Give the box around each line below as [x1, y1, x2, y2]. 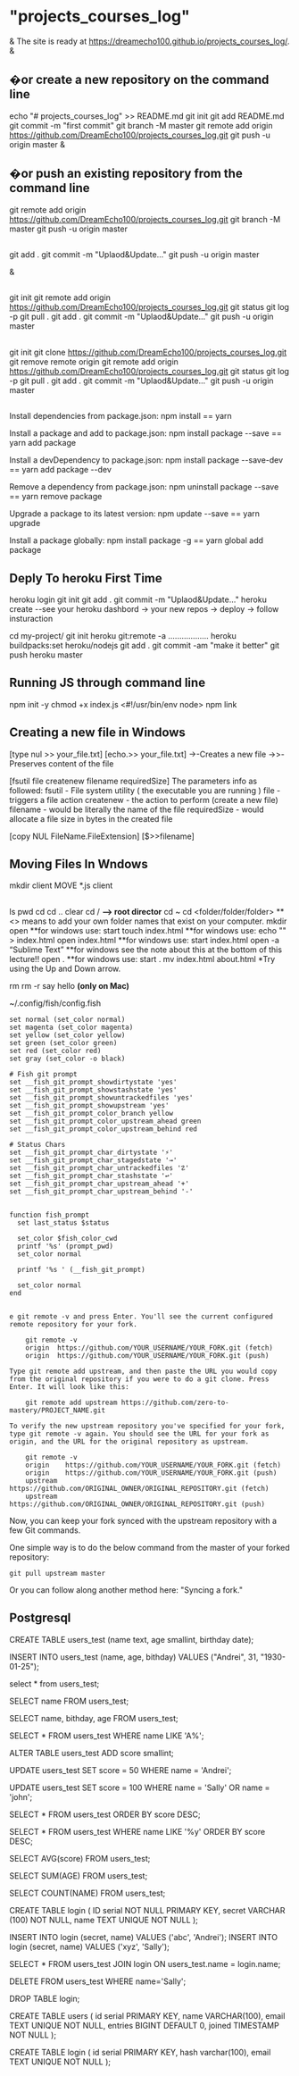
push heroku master [9, 649, 83, 660]
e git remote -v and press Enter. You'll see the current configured [9, 1311, 274, 1321]
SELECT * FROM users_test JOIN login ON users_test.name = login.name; [9, 1958, 281, 1969]
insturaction [9, 613, 54, 624]
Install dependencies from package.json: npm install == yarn [9, 411, 232, 422]
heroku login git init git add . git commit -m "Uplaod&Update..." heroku [9, 594, 268, 605]
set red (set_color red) [9, 1046, 102, 1055]
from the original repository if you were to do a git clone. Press [9, 1374, 270, 1384]
